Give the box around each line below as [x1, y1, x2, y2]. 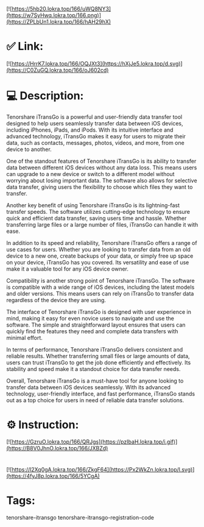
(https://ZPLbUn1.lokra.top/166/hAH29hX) [6, 18, 111, 25]
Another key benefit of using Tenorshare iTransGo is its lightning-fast [6, 201, 180, 209]
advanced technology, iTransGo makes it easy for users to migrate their [6, 132, 186, 140]
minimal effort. [6, 334, 43, 341]
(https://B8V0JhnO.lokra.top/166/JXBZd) [6, 444, 108, 451]
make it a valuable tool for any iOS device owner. [6, 265, 129, 272]
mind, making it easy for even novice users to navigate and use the [6, 314, 175, 322]
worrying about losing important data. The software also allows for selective [6, 177, 197, 184]
